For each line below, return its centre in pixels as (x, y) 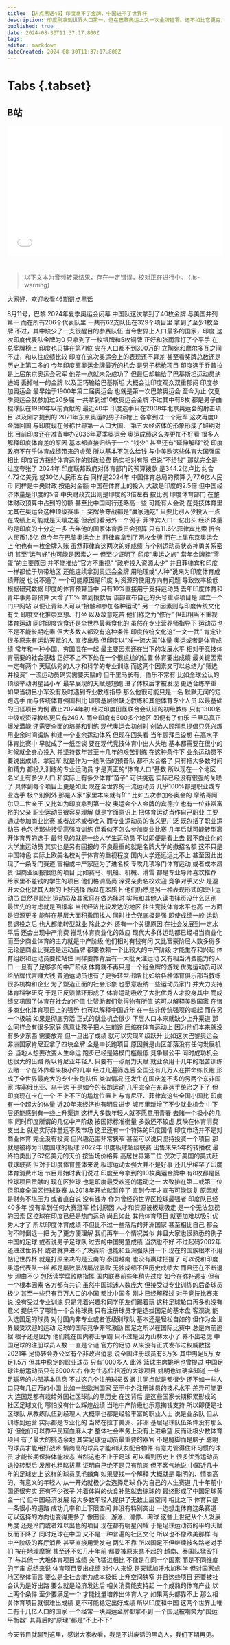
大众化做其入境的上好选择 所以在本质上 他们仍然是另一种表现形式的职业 (114, 890)
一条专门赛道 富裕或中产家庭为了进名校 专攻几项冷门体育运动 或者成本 (118, 864)
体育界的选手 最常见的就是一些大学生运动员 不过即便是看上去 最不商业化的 (118, 838)
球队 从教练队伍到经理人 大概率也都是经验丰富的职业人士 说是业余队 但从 (115, 1414)
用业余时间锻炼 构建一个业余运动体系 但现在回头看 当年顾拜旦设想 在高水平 (113, 735)
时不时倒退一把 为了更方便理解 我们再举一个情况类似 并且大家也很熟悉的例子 (115, 1233)
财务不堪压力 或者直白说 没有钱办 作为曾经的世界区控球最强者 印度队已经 (115, 1199)
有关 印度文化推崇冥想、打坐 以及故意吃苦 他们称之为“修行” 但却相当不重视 (113, 615)
